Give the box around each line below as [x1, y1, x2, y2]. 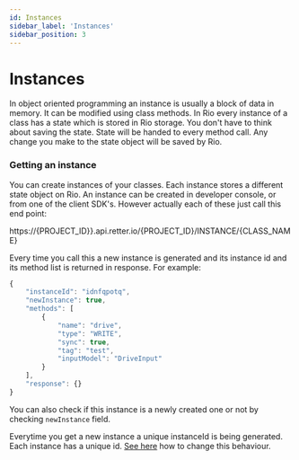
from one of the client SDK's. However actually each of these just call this [9, 199, 281, 209]
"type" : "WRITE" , [57, 329, 123, 338]
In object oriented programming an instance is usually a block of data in [9, 98, 275, 109]
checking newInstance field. [9, 413, 110, 424]
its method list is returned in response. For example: [9, 261, 202, 272]
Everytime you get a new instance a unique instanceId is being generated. [9, 430, 283, 441]
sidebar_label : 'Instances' [9, 22, 115, 31]
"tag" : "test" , [57, 346, 115, 355]
